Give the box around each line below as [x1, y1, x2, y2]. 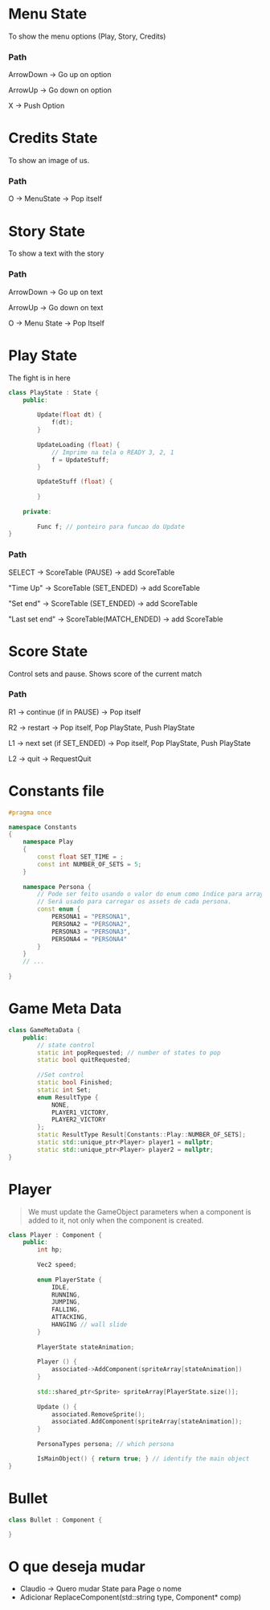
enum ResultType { [37, 1093, 99, 1101]
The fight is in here [8, 373, 71, 383]
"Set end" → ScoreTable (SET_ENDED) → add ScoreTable [8, 598, 198, 608]
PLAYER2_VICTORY [51, 1116, 106, 1124]
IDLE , [51, 1283, 70, 1291]
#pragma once [8, 809, 52, 817]
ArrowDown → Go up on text [8, 287, 103, 297]
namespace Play [22, 838, 74, 846]
